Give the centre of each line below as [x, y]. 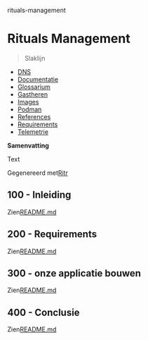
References [34, 116]
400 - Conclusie [43, 312]
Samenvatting [28, 145]
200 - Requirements [52, 235]
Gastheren [32, 94]
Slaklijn [35, 58]
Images [28, 102]
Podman [29, 109]
